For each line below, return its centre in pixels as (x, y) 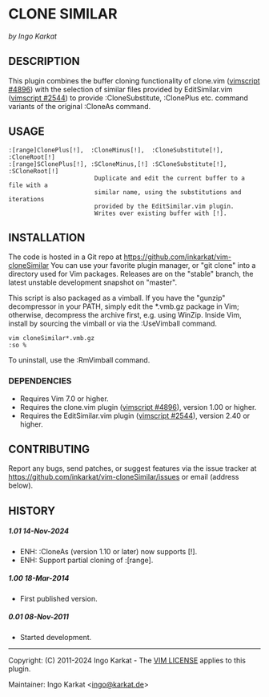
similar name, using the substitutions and (168, 192)
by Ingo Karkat (33, 36)
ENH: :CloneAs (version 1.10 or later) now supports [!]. (108, 551)
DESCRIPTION (44, 61)
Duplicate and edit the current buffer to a (170, 178)
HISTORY (32, 511)
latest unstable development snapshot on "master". (93, 282)
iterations (26, 199)
